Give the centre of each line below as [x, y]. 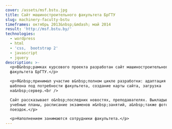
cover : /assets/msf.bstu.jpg [36, 10]
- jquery [19, 58]
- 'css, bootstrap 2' [34, 48]
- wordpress [23, 39]
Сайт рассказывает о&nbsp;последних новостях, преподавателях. [79, 100]
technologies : [20, 34]
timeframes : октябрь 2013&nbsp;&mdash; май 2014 [58, 24]
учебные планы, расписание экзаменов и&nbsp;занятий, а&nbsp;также [83, 105]
